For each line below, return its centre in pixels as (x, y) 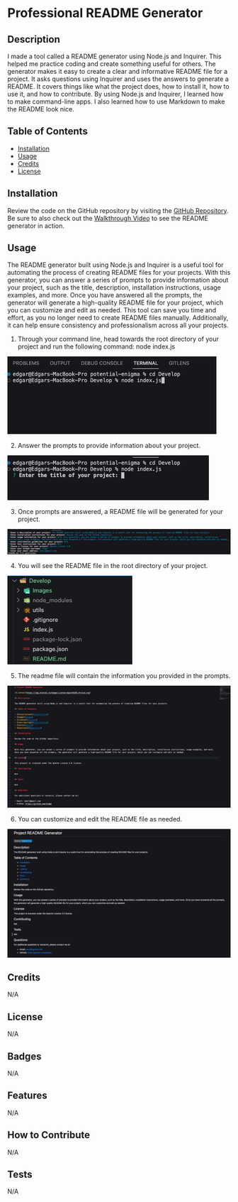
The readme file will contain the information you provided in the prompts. (124, 675)
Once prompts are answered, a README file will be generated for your (120, 512)
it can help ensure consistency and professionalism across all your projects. (118, 325)
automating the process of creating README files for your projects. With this (119, 273)
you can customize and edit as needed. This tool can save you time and (112, 310)
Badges (24, 1056)
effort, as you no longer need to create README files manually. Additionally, (118, 318)
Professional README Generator (105, 13)
